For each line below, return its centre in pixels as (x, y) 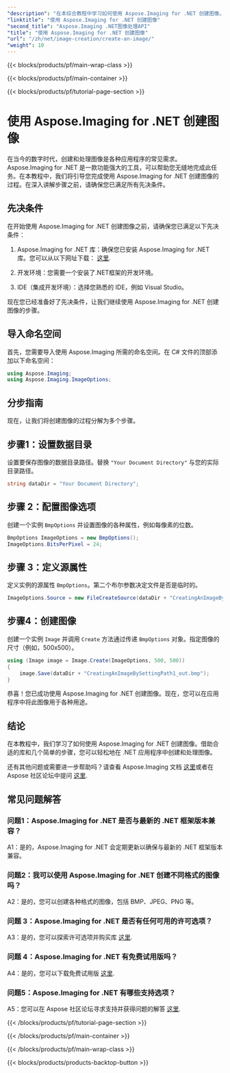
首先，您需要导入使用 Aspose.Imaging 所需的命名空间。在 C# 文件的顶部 (110, 351)
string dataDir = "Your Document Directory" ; (73, 484)
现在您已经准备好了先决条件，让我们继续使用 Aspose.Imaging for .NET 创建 (113, 301)
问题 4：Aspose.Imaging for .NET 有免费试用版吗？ (92, 957)
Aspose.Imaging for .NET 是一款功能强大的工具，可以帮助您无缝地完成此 (109, 167)
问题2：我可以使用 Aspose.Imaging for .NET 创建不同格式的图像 (113, 875)
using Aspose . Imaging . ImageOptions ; (59, 380)
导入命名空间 (34, 334)
